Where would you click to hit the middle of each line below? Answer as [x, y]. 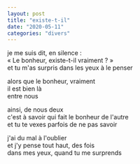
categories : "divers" [39, 33]
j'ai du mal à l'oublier [37, 138]
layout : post [26, 14]
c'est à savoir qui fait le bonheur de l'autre [68, 117]
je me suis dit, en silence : [44, 53]
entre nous [23, 96]
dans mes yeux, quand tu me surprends [65, 153]
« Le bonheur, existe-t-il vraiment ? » [61, 61]
